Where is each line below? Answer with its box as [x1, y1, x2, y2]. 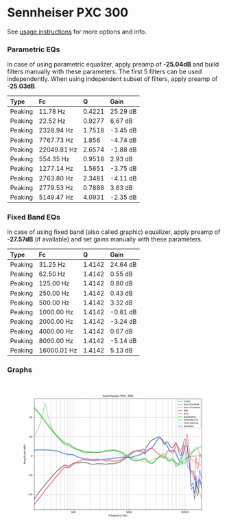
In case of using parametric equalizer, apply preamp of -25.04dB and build [7, 60, 219, 69]
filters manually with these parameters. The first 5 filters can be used [7, 67, 202, 76]
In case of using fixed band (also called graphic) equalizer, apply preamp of [7, 228, 221, 236]
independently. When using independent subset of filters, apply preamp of [7, 75, 218, 83]
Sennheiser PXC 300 [7, 5, 129, 21]
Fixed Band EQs [7, 212, 60, 222]
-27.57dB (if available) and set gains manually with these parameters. [7, 235, 203, 244]
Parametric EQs [7, 45, 60, 54]
